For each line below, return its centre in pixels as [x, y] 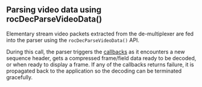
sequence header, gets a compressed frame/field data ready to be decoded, [101, 58]
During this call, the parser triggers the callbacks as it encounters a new [96, 52]
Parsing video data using [54, 10]
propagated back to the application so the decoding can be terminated [94, 71]
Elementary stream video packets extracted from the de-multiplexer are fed [100, 34]
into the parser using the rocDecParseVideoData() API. [73, 40]
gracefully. [20, 77]
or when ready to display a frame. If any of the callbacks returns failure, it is [100, 64]
